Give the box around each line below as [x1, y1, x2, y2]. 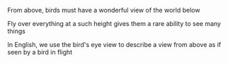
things [7, 27, 26, 35]
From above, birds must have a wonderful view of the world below [7, 6, 200, 14]
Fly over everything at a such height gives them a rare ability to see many [7, 20, 222, 27]
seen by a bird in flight [7, 48, 73, 56]
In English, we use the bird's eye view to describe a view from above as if [7, 41, 222, 48]
